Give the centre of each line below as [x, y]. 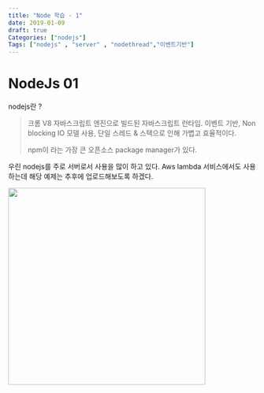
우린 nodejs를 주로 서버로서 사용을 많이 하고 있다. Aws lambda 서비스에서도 [125, 167]
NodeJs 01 [43, 84]
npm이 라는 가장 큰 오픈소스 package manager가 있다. [112, 150]
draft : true [28, 30]
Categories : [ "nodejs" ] [47, 37]
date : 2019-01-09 [37, 23]
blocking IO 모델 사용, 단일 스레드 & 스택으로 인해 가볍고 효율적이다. [132, 133]
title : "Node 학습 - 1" [45, 15]
